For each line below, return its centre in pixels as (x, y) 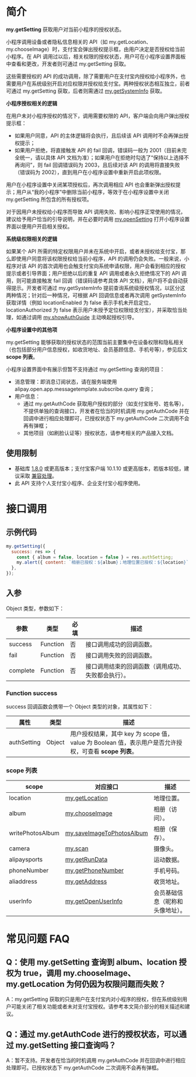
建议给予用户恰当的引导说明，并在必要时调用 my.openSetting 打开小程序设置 (98, 219)
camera (20, 848)
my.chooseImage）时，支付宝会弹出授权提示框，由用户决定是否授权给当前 (96, 49)
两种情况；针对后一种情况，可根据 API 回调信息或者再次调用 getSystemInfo (96, 295)
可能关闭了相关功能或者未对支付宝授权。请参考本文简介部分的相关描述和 (98, 1007)
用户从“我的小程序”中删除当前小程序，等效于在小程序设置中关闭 (92, 192)
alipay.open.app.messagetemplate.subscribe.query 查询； (85, 389)
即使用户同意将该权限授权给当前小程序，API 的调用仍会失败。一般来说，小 (100, 258)
